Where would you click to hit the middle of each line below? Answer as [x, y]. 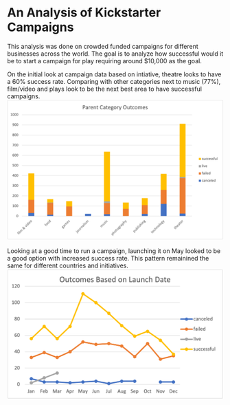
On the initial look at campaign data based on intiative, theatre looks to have [114, 74]
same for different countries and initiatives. [68, 265]
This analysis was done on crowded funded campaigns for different [103, 46]
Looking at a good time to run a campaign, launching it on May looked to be [114, 251]
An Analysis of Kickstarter [84, 13]
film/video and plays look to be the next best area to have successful [105, 89]
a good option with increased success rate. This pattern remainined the [108, 258]
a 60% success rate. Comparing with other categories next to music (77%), [114, 81]
